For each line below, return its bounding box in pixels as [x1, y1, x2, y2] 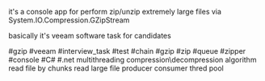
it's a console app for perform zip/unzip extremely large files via [8, 7, 222, 16]
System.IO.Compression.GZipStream [8, 15, 130, 25]
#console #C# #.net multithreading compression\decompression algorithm [8, 55, 257, 64]
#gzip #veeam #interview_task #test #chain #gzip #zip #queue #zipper [8, 47, 246, 55]
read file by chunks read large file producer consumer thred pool [8, 63, 224, 73]
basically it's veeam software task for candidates [8, 31, 171, 40]
